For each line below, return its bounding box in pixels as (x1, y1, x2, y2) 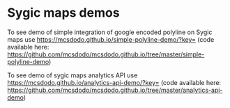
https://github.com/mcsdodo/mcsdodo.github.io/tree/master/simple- (7, 50, 205, 59)
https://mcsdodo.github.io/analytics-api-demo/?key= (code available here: (7, 78, 222, 86)
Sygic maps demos (7, 5, 120, 21)
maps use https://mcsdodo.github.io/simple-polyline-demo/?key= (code (7, 35, 215, 43)
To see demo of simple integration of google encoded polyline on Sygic (7, 28, 213, 36)
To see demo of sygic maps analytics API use (7, 71, 138, 79)
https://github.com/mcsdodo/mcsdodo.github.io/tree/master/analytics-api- (7, 86, 223, 94)
